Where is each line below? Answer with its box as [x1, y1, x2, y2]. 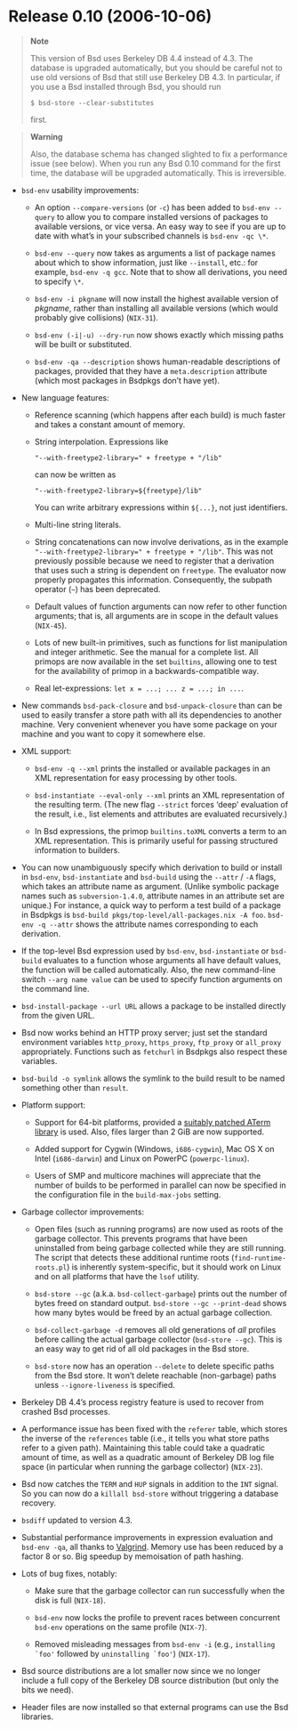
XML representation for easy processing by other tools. [34, 772, 237, 783]
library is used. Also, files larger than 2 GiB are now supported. [34, 1126, 265, 1137]
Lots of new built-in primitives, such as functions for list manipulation [34, 637, 288, 647]
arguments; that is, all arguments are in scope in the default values [34, 610, 279, 621]
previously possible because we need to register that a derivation [34, 555, 275, 566]
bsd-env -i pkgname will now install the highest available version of [34, 293, 279, 304]
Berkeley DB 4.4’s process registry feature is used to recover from [20, 1396, 264, 1408]
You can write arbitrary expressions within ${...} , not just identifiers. [34, 501, 288, 513]
